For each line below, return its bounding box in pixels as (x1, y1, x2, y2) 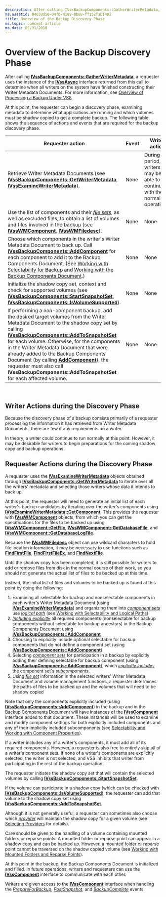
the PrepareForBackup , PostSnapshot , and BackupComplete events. (5, 886, 145, 892)
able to (144, 176, 161, 183)
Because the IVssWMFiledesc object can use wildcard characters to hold (5, 539, 156, 545)
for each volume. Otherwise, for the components (7, 338, 120, 345)
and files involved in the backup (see (7, 221, 93, 228)
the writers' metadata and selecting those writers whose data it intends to (5, 484, 155, 489)
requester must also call (7, 363, 63, 369)
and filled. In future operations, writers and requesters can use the (5, 866, 140, 872)
